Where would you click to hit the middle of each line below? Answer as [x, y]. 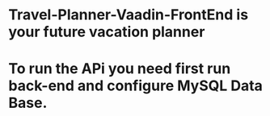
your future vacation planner [107, 32]
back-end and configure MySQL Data [135, 86]
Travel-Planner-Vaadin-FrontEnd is [129, 15]
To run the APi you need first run [120, 69]
